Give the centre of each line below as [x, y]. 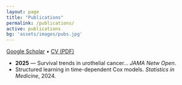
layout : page [23, 12]
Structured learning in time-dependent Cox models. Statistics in [95, 69]
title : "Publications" [35, 17]
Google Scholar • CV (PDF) [40, 51]
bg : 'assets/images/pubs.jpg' [45, 34]
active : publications [34, 29]
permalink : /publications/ [40, 23]
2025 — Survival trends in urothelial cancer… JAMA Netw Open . [96, 63]
